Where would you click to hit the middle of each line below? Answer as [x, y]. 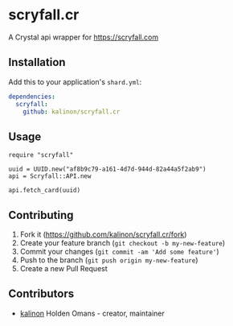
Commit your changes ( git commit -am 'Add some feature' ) [119, 252]
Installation [37, 62]
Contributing [41, 215]
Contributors [41, 294]
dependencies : [32, 97]
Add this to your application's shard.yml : [75, 81]
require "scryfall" [41, 155]
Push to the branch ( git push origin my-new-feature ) [109, 260]
